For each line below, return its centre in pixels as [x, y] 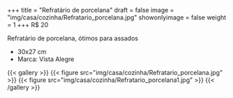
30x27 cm [32, 52]
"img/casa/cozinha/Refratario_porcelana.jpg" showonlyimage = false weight [117, 17]
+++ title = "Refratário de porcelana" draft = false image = [91, 10]
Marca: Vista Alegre [46, 59]
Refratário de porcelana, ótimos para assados [73, 38]
